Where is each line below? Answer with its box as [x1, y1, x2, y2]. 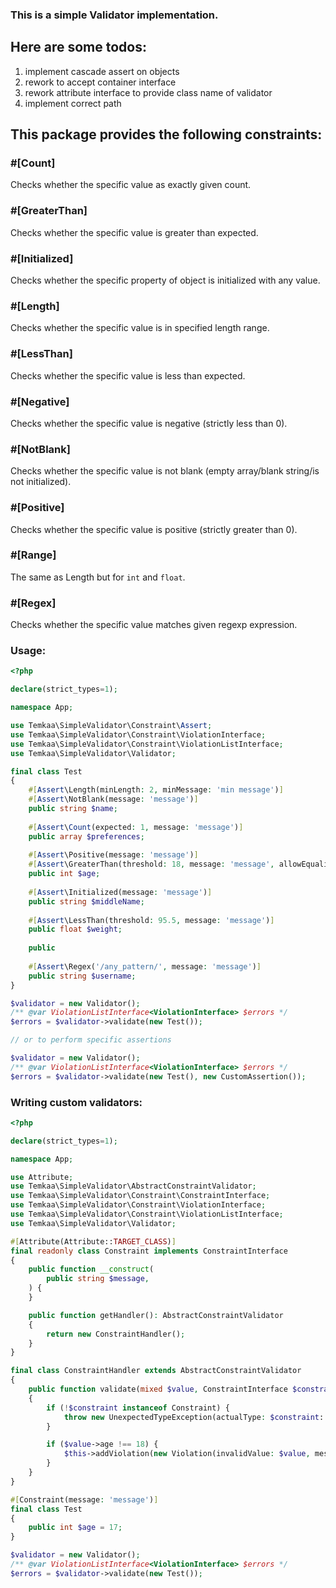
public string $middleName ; [28, 896, 145, 907]
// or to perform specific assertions [10, 1035, 172, 1045]
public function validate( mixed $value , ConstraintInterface [28, 1384, 288, 1395]
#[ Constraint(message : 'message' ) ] [10, 1494, 159, 1505]
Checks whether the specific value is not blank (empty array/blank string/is [10, 465, 320, 477]
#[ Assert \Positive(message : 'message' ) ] [28, 850, 199, 860]
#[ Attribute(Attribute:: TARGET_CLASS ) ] [10, 1236, 177, 1247]
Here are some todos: [10, 39, 147, 56]
